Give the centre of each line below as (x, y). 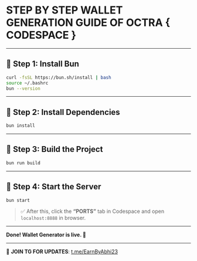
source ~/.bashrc (27, 83)
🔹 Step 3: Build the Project (55, 149)
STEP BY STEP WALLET (64, 10)
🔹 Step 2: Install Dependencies (63, 112)
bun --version (23, 89)
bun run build (23, 163)
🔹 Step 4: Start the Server (54, 187)
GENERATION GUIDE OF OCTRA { (88, 23)
